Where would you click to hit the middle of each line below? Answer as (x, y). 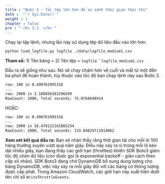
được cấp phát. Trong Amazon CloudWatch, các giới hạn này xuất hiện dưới (82, 172)
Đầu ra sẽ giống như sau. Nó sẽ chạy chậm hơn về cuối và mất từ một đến (81, 70)
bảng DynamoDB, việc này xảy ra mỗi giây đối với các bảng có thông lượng (82, 166)
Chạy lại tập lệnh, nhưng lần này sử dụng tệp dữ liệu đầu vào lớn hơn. (76, 42)
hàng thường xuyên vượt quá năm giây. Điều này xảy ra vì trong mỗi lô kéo (81, 145)
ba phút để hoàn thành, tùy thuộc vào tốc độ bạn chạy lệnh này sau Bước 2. (83, 75)
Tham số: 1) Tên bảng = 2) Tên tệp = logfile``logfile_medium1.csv (75, 61)
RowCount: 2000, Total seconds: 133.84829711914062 (60, 131)
